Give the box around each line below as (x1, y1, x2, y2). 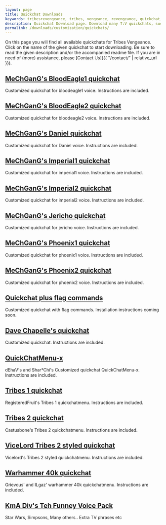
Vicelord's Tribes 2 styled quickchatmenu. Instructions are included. (5, 454, 144, 460)
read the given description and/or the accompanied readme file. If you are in (5, 50, 161, 56)
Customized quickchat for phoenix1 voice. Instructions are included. (5, 252, 143, 258)
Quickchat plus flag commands (5, 294, 103, 302)
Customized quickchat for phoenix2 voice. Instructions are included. (5, 280, 144, 285)
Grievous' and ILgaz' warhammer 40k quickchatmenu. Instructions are (5, 482, 149, 488)
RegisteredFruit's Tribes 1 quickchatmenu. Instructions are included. (5, 400, 143, 405)
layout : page (5, 7, 32, 12)
